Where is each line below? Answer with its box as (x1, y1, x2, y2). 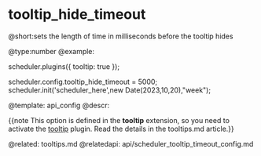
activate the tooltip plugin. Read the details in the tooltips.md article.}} (8, 124, 234, 133)
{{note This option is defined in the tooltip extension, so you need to (8, 115, 230, 125)
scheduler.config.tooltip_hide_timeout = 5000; (8, 77, 158, 86)
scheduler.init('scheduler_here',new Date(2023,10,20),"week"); (8, 85, 211, 95)
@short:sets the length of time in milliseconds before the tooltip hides (8, 31, 233, 41)
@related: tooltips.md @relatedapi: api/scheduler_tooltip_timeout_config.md (8, 139, 254, 148)
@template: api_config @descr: (8, 100, 110, 110)
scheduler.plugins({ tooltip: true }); (8, 61, 120, 71)
